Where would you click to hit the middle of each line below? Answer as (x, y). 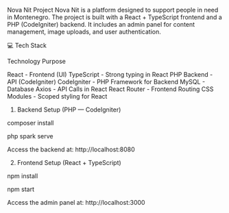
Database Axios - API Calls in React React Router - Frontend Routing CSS (110, 89)
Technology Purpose (37, 61)
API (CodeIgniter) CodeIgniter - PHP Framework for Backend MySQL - (106, 82)
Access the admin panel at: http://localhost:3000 (76, 202)
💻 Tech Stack (27, 45)
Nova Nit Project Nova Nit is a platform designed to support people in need (113, 10)
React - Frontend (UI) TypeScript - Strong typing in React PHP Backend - (110, 74)
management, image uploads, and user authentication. (84, 32)
